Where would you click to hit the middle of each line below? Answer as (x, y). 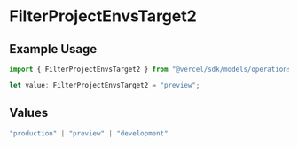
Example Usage (53, 49)
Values (29, 113)
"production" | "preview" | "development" (89, 133)
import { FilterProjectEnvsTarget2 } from (89, 69)
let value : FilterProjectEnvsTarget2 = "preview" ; (105, 85)
